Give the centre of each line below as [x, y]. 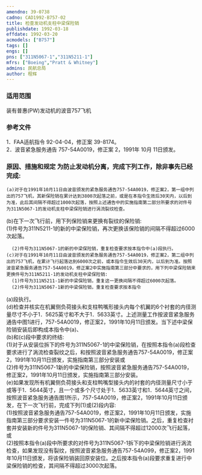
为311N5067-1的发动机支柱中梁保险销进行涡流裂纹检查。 [67, 209]
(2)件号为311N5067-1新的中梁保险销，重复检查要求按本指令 [77, 287]
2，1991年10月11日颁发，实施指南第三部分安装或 [66, 360]
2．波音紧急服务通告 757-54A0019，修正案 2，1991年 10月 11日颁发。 [93, 149]
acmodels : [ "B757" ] [31, 40]
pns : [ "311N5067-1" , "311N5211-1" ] [50, 57]
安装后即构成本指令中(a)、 [49, 330]
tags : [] [17, 46]
